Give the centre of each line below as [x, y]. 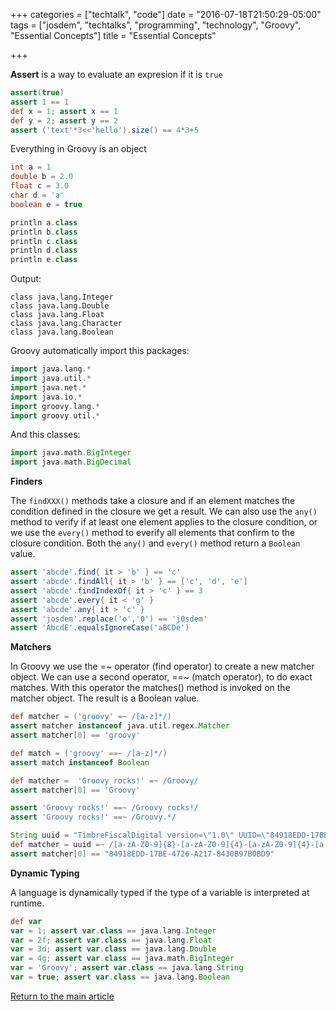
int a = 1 [31, 167]
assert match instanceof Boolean [80, 762]
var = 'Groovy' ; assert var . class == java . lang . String [127, 968]
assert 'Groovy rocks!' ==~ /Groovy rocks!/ [104, 808]
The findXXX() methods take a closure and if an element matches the [153, 501]
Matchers [31, 647]
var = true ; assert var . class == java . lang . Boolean [120, 977]
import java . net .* [48, 387]
